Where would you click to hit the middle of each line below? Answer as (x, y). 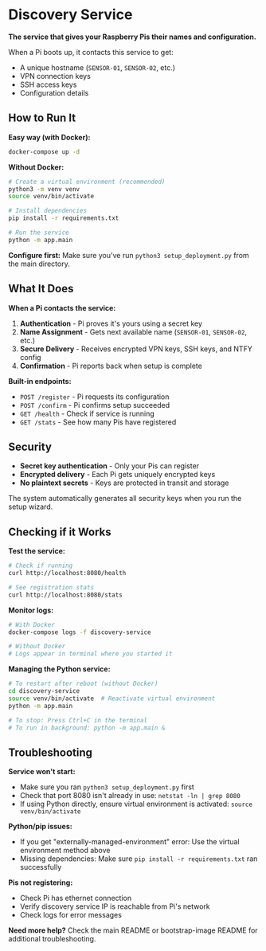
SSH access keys (48, 84)
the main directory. (39, 264)
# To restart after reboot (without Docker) (83, 684)
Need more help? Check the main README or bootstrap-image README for (133, 930)
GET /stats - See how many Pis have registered (98, 422)
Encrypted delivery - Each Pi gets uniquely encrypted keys (117, 475)
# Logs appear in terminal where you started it (90, 654)
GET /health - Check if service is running (87, 413)
